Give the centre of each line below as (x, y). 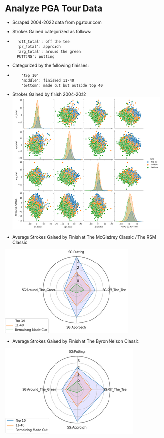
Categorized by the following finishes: (51, 65)
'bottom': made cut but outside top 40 (62, 85)
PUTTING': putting (36, 56)
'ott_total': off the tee (43, 42)
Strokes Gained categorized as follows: (52, 31)
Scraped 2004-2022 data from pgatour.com (57, 22)
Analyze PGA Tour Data (54, 9)
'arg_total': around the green (49, 51)
